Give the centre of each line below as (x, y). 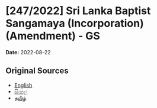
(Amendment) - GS (53, 36)
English (23, 85)
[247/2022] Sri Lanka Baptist (78, 11)
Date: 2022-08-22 (28, 52)
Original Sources (37, 71)
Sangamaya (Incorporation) (75, 23)
